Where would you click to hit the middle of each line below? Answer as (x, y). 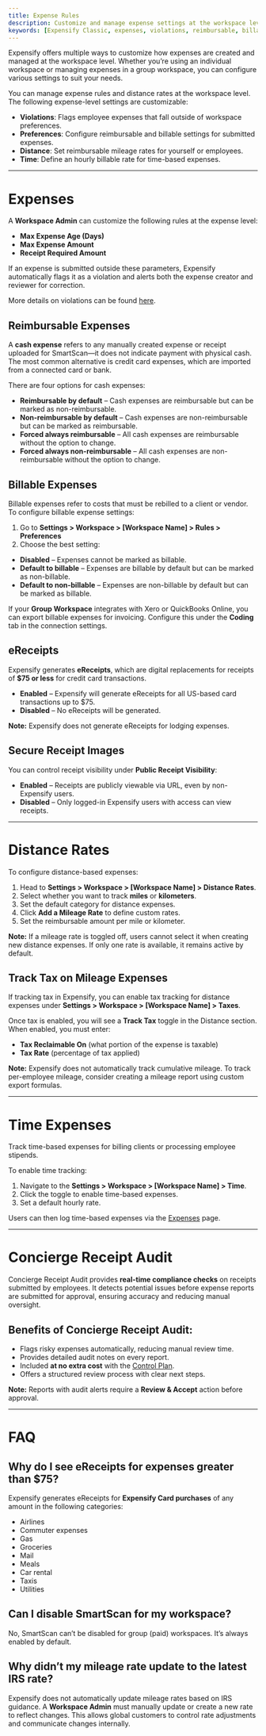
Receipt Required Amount (63, 253)
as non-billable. (45, 577)
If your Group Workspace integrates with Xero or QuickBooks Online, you (128, 608)
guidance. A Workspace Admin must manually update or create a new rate (131, 1707)
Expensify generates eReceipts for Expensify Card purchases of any (121, 1498)
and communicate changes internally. (69, 1723)
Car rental (36, 1572)
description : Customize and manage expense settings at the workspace (127, 23)
